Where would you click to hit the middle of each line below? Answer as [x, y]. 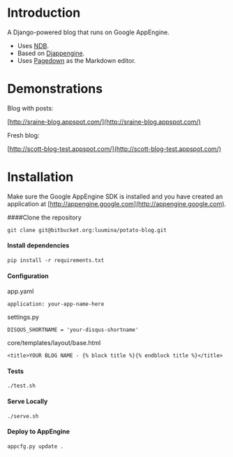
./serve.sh [23, 416]
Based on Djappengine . [51, 53]
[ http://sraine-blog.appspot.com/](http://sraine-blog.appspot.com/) [104, 122]
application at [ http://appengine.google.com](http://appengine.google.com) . [117, 203]
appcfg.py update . [36, 446]
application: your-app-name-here [56, 304]
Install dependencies [38, 245]
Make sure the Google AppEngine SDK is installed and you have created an [115, 196]
